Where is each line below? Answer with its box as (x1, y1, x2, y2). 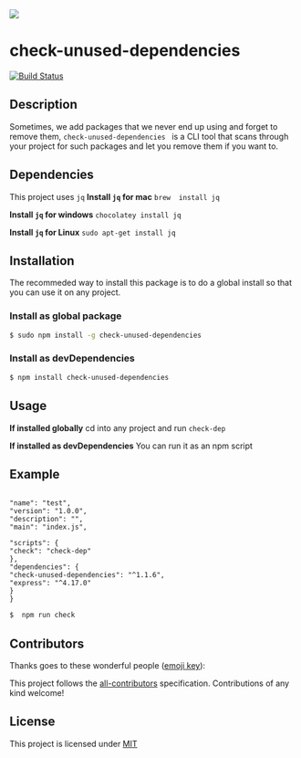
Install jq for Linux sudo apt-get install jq (9, 226, 176, 237)
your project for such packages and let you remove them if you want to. (9, 141, 279, 152)
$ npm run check (9, 611, 76, 620)
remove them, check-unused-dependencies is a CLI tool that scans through (9, 131, 289, 142)
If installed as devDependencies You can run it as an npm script (9, 440, 254, 451)
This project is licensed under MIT (9, 738, 139, 749)
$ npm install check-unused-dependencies (9, 373, 170, 382)
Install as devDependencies (9, 352, 135, 364)
